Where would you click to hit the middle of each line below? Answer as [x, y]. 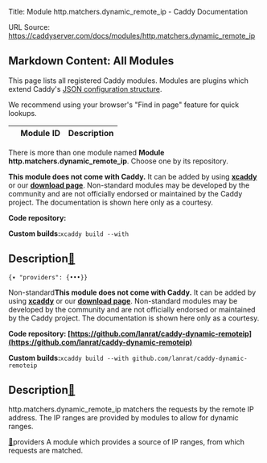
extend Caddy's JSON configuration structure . [85, 89]
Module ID [40, 133]
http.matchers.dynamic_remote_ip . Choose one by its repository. [119, 161]
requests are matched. [45, 451]
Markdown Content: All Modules [91, 61]
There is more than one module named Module [86, 152]
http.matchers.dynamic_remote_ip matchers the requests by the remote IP [131, 409]
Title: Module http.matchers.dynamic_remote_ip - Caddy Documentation [128, 12]
